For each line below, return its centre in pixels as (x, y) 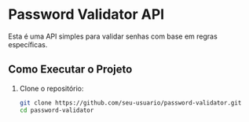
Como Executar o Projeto (70, 70)
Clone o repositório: (51, 88)
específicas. (28, 44)
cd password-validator (57, 110)
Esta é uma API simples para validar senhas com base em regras (113, 36)
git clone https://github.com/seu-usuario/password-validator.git (130, 103)
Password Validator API (86, 15)
